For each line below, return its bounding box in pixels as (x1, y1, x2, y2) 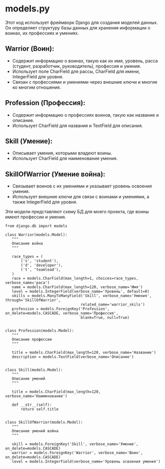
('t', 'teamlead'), (20, 267, 61, 272)
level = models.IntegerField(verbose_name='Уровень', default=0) (11, 289, 150, 294)
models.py (5, 3, 50, 14)
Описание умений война (11, 429, 58, 434)
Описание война (11, 241, 43, 246)
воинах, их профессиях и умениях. (5, 30, 79, 36)
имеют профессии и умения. (5, 214, 66, 220)
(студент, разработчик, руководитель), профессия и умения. (12, 63, 141, 69)
